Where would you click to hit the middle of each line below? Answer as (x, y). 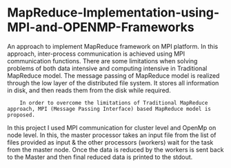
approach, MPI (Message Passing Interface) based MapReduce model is (109, 109)
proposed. (21, 115)
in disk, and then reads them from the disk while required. (89, 90)
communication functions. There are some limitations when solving (102, 61)
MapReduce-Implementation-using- (113, 13)
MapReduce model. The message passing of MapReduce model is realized (113, 75)
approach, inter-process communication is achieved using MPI (96, 54)
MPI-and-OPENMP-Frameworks (101, 27)
